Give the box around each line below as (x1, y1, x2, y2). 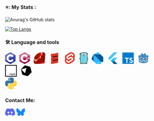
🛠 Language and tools (5, 39, 60, 46)
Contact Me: (5, 97, 35, 104)
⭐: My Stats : (5, 3, 36, 10)
